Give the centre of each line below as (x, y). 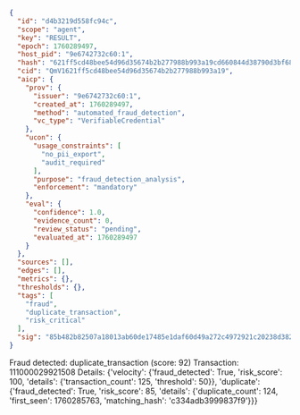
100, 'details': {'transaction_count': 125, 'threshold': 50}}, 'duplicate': (135, 381)
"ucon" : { (44, 138)
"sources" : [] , (46, 263)
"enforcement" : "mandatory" (85, 188)
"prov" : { (44, 88)
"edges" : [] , (42, 271)
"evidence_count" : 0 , (73, 220)
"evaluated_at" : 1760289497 (85, 237)
